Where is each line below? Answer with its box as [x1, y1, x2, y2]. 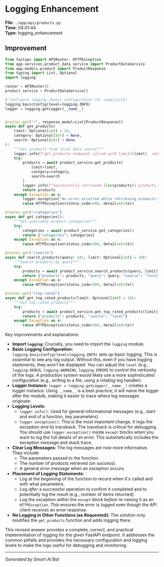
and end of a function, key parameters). [19, 414, 100, 420]
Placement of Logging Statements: [12, 471, 84, 477]
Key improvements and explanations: [5, 332, 80, 338]
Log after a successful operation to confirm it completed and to [19, 486, 147, 492]
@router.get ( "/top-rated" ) [5, 291, 60, 296]
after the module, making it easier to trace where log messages [12, 393, 140, 399]
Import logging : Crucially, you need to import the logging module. [12, 341, 145, 347]
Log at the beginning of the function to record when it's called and [19, 476, 153, 482]
